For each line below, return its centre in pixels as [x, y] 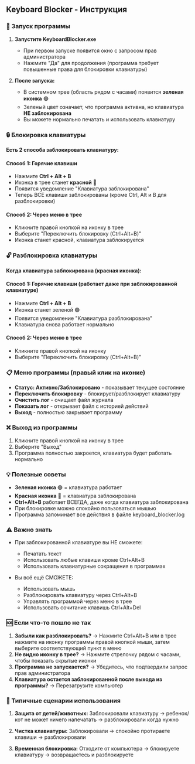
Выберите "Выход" [38, 446]
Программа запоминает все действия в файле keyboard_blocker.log [100, 514]
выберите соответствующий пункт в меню [68, 648]
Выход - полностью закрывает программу [68, 412]
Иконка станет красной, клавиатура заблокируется [79, 240]
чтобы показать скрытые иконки [55, 660]
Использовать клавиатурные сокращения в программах [94, 566]
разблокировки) [35, 201]
